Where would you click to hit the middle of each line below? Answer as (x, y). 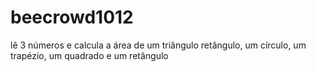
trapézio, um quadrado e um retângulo (89, 55)
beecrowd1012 (72, 17)
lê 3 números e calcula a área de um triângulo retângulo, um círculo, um (158, 45)
